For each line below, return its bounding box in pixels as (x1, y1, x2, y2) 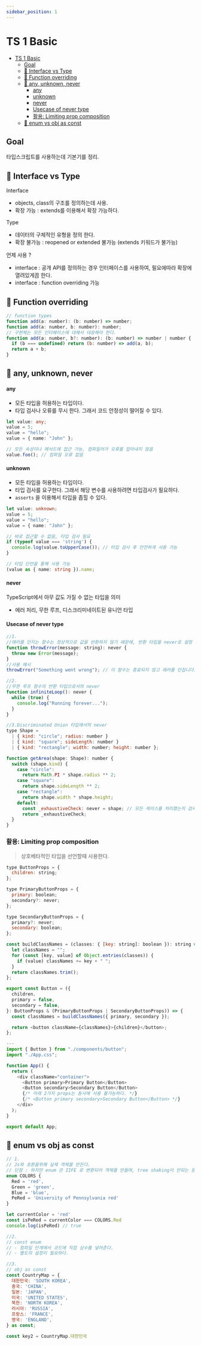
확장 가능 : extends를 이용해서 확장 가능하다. (14, 207, 120, 214)
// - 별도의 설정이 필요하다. (6, 1250, 69, 1256)
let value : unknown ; (6, 506, 58, 512)
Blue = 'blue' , (11, 1190, 50, 1196)
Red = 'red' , (11, 1178, 44, 1184)
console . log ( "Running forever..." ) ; (17, 700, 109, 706)
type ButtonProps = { (6, 864, 60, 870)
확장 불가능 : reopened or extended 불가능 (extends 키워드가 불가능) (14, 239, 178, 246)
